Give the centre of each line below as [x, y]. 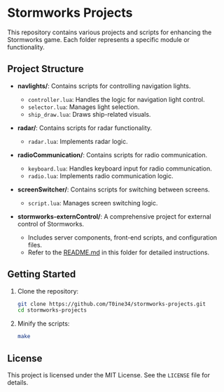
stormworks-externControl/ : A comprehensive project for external [114, 216]
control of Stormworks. [51, 224]
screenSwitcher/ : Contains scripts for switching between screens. [113, 189]
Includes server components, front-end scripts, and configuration [122, 237]
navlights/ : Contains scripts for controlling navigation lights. [104, 86]
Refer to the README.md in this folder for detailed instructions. [119, 252]
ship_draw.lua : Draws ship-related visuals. [89, 114]
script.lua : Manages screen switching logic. [93, 203]
